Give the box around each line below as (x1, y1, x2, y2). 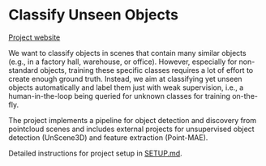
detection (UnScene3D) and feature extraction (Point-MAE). (8, 132, 208, 143)
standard (8, 65, 39, 74)
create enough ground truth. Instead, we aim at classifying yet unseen (8, 74, 242, 83)
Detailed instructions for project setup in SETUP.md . (8, 148, 182, 158)
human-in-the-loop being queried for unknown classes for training (8, 91, 231, 100)
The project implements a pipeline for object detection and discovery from (8, 115, 257, 125)
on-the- (232, 91, 258, 100)
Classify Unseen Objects (8, 6, 178, 24)
